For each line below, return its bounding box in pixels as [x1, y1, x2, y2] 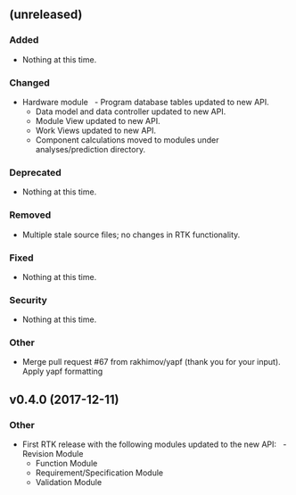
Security [9, 293, 47, 306]
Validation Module [35, 477, 103, 488]
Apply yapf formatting [21, 366, 103, 377]
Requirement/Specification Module [35, 467, 164, 478]
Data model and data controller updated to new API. [35, 106, 226, 117]
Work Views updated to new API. [35, 125, 157, 136]
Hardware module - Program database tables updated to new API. [21, 96, 269, 107]
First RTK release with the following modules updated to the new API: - [21, 439, 287, 450]
